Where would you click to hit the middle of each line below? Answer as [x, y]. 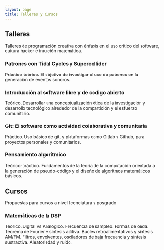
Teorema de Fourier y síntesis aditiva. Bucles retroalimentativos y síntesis [79, 231]
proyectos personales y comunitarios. [43, 142]
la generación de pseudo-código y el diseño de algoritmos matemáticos [78, 171]
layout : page [18, 10]
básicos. [14, 176]
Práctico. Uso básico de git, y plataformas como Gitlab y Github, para [75, 137]
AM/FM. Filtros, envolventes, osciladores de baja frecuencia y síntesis [76, 237]
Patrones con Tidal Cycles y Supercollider [56, 64]
